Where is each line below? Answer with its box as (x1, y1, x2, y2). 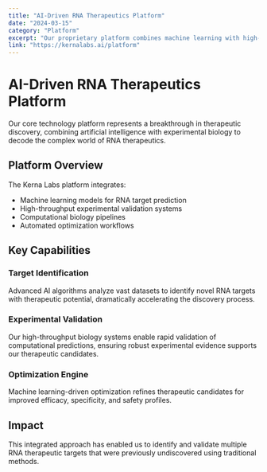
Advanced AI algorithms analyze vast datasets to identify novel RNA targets (8, 286, 256, 295)
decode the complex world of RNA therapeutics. (8, 136, 167, 146)
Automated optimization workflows (19, 220, 134, 230)
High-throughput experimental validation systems (19, 204, 183, 213)
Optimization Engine (8, 369, 89, 380)
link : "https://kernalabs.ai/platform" (8, 41, 141, 49)
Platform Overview (8, 158, 103, 172)
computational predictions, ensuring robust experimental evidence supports (8, 340, 257, 350)
